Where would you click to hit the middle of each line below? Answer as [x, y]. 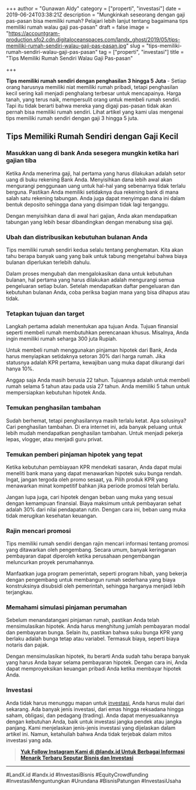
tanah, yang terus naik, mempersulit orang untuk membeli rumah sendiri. [93, 99]
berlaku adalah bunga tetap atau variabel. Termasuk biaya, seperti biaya [93, 639]
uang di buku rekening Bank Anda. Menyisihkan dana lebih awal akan [89, 179]
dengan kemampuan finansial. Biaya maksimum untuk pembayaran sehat [94, 503]
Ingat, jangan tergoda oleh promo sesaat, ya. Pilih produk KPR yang [87, 479]
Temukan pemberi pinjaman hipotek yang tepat [74, 454]
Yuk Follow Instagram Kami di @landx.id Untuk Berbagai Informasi [102, 751]
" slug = [136, 46]
